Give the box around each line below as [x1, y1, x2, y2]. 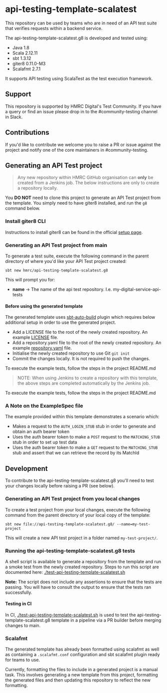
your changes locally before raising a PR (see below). [5, 483, 115, 489]
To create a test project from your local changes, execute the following [5, 506, 151, 512]
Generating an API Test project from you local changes [5, 495, 141, 502]
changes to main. [5, 623, 41, 629]
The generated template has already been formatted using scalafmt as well [5, 646, 160, 652]
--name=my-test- [116, 521, 151, 527]
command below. [5, 206, 41, 212]
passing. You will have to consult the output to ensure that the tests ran [5, 584, 151, 590]
